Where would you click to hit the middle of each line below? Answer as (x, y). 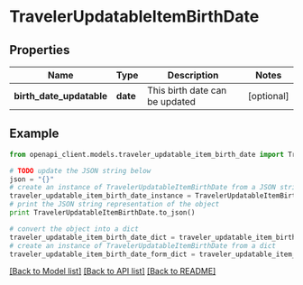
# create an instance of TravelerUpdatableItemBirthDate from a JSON (143, 188)
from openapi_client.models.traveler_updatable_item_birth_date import (147, 154)
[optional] (268, 96)
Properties (40, 50)
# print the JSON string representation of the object (115, 205)
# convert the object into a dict (74, 229)
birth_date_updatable (61, 96)
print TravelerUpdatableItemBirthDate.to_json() (102, 213)
